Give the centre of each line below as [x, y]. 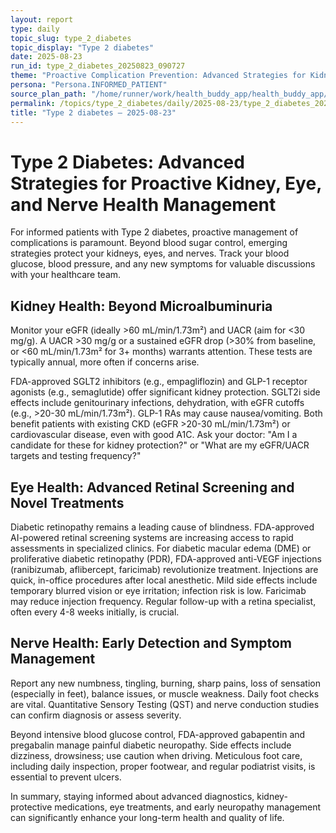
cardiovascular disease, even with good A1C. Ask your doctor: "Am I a [154, 435]
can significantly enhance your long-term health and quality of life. [147, 817]
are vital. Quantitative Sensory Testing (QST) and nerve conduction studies [165, 704]
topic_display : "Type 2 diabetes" [82, 47]
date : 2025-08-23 [46, 57]
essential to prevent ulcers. [66, 777]
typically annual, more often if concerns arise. [105, 362]
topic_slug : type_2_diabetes [71, 38]
